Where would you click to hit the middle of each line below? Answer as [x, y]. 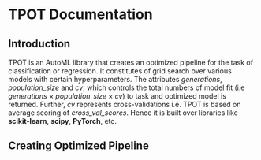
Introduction [39, 44]
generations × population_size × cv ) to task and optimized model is [117, 96]
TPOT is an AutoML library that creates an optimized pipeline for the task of [131, 62]
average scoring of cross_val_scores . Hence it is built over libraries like [123, 113]
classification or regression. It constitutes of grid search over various [120, 71]
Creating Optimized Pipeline [79, 146]
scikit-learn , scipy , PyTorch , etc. [62, 121]
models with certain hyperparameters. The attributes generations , [115, 79]
